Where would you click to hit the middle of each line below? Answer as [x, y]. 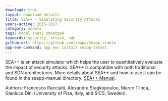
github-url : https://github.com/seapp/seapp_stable [61, 43]
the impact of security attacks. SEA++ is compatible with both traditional [80, 67]
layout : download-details [32, 15]
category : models [23, 29]
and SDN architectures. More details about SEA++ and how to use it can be [83, 72]
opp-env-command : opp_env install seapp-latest [56, 47]
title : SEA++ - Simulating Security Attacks [53, 19]
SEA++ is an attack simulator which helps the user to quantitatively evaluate [84, 62]
